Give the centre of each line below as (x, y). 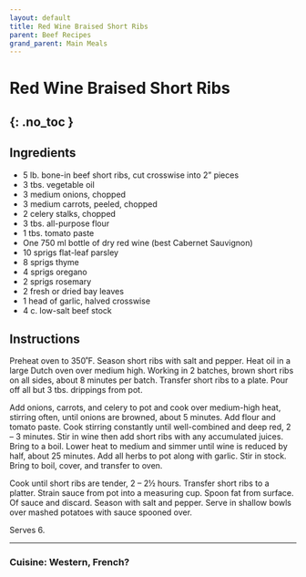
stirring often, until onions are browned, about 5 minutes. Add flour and (143, 417)
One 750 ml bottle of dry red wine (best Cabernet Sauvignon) (138, 242)
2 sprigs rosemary (57, 281)
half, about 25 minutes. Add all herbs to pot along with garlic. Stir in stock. (148, 456)
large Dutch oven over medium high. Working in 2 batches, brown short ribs (152, 371)
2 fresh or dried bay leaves (73, 291)
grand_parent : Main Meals (58, 43)
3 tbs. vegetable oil (59, 184)
